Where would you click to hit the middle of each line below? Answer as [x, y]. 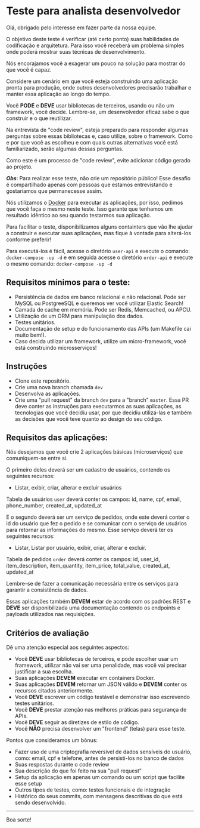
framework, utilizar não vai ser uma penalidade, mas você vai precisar [101, 665]
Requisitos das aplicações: [57, 437]
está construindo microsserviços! [56, 347]
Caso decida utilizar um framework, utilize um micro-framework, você [100, 341]
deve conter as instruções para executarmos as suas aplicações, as [98, 406]
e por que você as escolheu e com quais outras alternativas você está [92, 142]
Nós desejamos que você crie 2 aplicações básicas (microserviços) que [95, 452]
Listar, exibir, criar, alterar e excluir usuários [68, 488]
